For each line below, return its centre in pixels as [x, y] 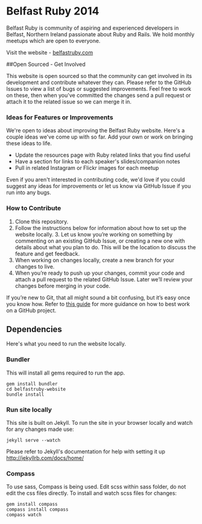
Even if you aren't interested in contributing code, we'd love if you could [96, 180]
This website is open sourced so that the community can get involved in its [99, 76]
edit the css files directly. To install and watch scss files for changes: [91, 493]
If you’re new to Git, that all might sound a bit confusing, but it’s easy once [98, 297]
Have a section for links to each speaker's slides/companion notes [98, 162]
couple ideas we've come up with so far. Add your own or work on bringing [99, 137]
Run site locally [29, 410]
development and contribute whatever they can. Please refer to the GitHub [99, 82]
